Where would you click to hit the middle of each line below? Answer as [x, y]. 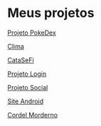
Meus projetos [51, 13]
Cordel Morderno [33, 115]
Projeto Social [28, 87]
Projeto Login [27, 74]
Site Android [26, 101]
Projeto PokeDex [32, 33]
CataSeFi [21, 60]
